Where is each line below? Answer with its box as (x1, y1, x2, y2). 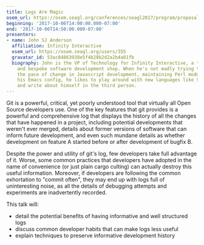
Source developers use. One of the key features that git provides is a (6, 106, 178, 113)
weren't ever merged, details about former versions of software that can (6, 126, 187, 132)
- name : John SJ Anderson (6, 37, 72, 43)
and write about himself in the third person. (17, 83, 137, 89)
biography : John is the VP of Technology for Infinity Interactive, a (12, 60, 194, 66)
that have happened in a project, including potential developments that (6, 119, 183, 126)
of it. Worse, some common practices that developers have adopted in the (6, 157, 192, 163)
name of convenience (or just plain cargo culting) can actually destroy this (6, 163, 192, 170)
